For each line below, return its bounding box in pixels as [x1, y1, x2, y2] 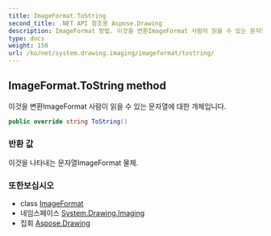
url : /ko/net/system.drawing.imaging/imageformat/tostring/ [8, 49, 215, 57]
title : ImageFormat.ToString [8, 11, 106, 20]
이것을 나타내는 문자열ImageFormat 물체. [8, 158, 139, 168]
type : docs [8, 34, 45, 43]
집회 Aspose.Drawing [19, 218, 91, 228]
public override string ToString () [8, 118, 128, 126]
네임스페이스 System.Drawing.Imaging [19, 209, 145, 218]
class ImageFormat [19, 199, 84, 209]
